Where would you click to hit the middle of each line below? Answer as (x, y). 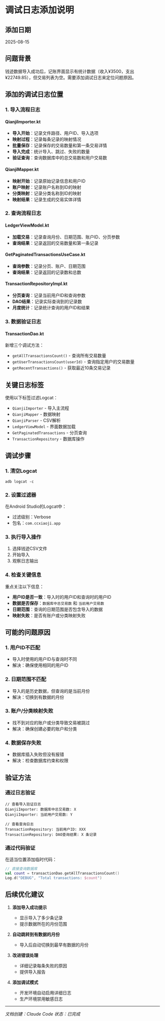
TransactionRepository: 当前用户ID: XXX (45, 829)
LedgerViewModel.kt (27, 225)
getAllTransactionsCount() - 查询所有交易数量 (59, 356)
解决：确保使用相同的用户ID (40, 665)
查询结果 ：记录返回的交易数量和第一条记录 (55, 243)
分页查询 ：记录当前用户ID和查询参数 (49, 295)
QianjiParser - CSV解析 (36, 420)
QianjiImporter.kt (23, 121)
